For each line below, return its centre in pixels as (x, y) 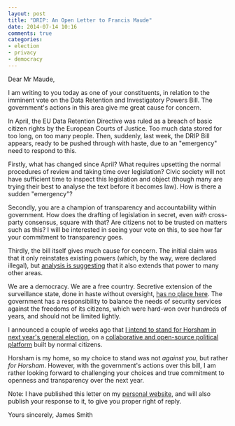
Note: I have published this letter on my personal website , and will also (109, 394)
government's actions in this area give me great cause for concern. (105, 107)
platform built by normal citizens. (55, 344)
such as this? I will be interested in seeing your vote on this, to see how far (115, 229)
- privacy (22, 53)
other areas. (26, 272)
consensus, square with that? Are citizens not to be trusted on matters (126, 222)
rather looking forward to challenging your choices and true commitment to (116, 373)
